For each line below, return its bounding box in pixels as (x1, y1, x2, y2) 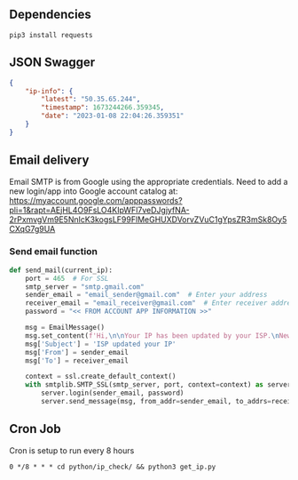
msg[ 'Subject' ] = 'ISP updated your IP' (25, 340, 176, 348)
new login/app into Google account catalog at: (9, 186, 178, 196)
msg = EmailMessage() (25, 324, 105, 332)
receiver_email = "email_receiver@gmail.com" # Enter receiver (25, 299, 268, 308)
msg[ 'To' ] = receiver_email (25, 356, 129, 365)
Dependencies (9, 7, 91, 22)
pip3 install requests (9, 30, 93, 39)
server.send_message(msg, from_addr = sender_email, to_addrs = (41, 397, 272, 406)
